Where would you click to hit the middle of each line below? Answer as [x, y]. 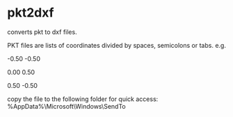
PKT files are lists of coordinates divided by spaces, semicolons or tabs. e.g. [116, 45]
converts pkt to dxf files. [42, 32]
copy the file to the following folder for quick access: [83, 99]
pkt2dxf [31, 13]
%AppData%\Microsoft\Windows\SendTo [67, 106]
